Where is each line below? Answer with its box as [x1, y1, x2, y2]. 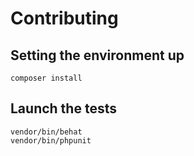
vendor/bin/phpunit [10, 135, 92, 146]
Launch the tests [10, 100, 117, 117]
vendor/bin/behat [10, 127, 83, 137]
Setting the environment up [10, 47, 185, 64]
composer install [10, 73, 83, 83]
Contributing [10, 7, 119, 30]
